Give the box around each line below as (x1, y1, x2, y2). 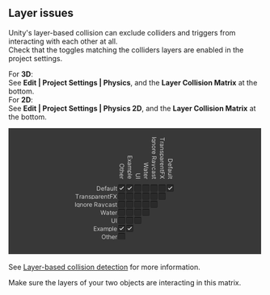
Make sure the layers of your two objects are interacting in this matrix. (8, 277, 242, 287)
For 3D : (8, 69, 34, 79)
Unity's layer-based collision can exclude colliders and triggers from (8, 27, 236, 37)
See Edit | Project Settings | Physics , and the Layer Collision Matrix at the (8, 77, 258, 87)
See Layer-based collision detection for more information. (8, 262, 200, 272)
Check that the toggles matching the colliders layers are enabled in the (8, 44, 244, 55)
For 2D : (8, 94, 34, 104)
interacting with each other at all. (8, 36, 118, 46)
